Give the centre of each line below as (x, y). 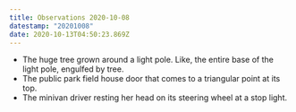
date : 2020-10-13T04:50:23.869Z (69, 34)
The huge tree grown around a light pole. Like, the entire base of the (148, 60)
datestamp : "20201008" (51, 26)
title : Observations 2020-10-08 (69, 17)
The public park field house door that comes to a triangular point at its (151, 79)
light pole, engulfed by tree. (73, 69)
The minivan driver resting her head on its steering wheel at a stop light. (155, 98)
